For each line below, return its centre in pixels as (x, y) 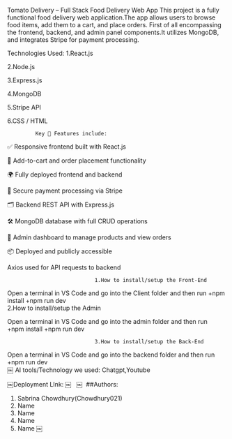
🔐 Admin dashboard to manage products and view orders (90, 237)
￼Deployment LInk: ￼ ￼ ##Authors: (63, 384)
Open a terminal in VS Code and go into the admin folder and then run (107, 321)
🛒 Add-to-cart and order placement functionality (77, 161)
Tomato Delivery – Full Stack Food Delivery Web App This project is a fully (113, 10)
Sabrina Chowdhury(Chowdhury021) (70, 398)
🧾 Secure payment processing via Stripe (65, 191)
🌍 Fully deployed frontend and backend (65, 174)
